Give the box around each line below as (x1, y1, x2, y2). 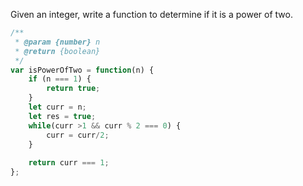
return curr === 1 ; (28, 158, 110, 168)
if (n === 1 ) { (28, 74, 92, 84)
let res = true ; (28, 111, 97, 121)
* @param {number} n (14, 37, 101, 47)
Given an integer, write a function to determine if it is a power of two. (10, 9, 293, 20)
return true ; (46, 84, 101, 94)
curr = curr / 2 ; (46, 130, 110, 140)
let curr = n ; (28, 102, 87, 112)
